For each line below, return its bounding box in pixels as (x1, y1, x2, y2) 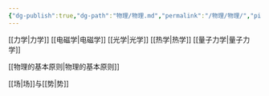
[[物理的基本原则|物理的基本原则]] (8, 62, 120, 71)
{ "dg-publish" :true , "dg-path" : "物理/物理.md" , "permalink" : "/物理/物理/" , (8, 11, 251, 20)
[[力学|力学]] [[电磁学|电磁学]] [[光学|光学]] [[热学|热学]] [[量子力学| (8, 34, 229, 44)
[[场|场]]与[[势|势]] (8, 78, 70, 88)
